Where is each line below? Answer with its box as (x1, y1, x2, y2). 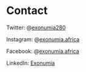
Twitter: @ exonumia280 (6, 24, 66, 31)
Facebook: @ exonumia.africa (6, 47, 79, 55)
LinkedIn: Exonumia (6, 59, 55, 67)
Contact (6, 4, 48, 18)
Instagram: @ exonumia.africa (6, 35, 80, 43)
